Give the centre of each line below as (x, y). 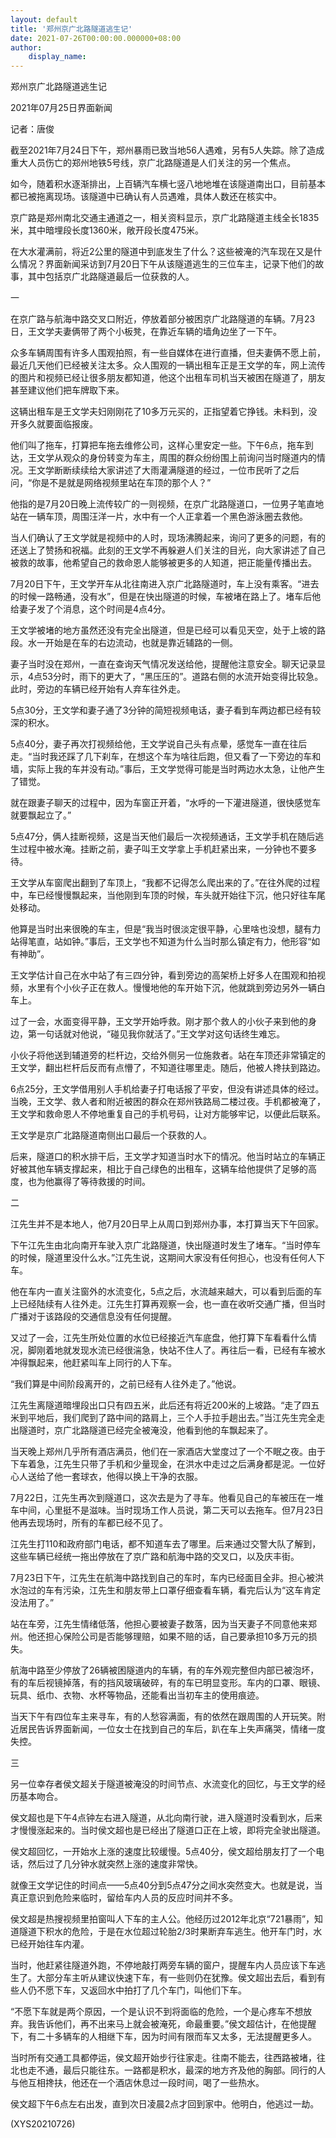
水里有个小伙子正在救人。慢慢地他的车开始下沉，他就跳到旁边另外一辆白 (176, 988)
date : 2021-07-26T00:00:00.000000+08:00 (96, 38)
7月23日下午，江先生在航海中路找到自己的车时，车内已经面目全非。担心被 (163, 1578)
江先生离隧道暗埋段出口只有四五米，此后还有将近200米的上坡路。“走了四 (161, 1405)
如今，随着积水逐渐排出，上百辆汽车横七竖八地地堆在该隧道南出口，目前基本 (168, 184)
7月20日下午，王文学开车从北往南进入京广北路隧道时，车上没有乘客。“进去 (165, 584)
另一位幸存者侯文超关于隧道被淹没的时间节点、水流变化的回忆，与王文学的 (163, 1784)
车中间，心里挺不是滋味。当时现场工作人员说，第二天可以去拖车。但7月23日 (167, 1510)
